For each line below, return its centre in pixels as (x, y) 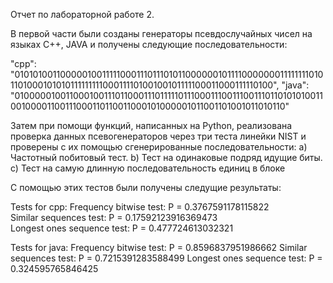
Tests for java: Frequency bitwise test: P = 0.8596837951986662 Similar (159, 247)
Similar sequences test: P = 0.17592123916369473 (114, 217)
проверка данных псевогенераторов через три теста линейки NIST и (158, 136)
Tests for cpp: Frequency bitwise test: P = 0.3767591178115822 (140, 207)
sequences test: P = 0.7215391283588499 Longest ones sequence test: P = (166, 258)
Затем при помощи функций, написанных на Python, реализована (151, 125)
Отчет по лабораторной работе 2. (82, 14)
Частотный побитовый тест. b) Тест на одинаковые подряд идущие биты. (166, 157)
